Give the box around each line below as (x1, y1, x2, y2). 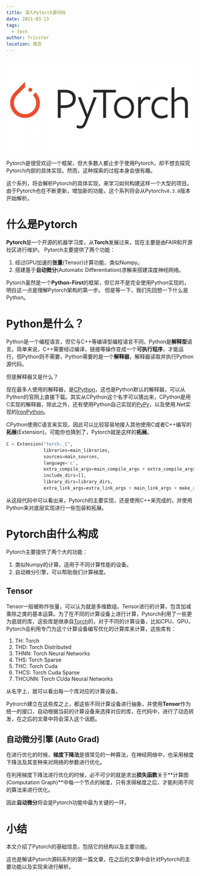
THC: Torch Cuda (14, 662, 58, 669)
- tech (11, 29, 28, 35)
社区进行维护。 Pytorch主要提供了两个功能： (6, 246, 116, 253)
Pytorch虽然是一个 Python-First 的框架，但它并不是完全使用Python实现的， (6, 278, 189, 286)
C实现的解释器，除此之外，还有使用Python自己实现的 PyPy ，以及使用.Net (6, 400, 186, 408)
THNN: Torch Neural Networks (14, 650, 90, 657)
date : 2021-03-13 (6, 16, 49, 22)
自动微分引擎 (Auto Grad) (6, 734, 100, 745)
